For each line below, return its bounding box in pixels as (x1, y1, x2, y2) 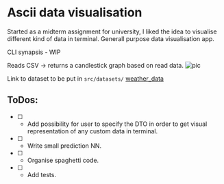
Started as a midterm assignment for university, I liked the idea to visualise (7, 27, 217, 36)
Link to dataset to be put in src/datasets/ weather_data (7, 74, 164, 83)
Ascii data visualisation (7, 5, 142, 21)
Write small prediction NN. (27, 142, 101, 150)
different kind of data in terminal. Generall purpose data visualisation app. (7, 34, 214, 42)
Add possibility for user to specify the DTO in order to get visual (27, 120, 208, 128)
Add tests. (27, 170, 57, 179)
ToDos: (7, 94, 39, 106)
